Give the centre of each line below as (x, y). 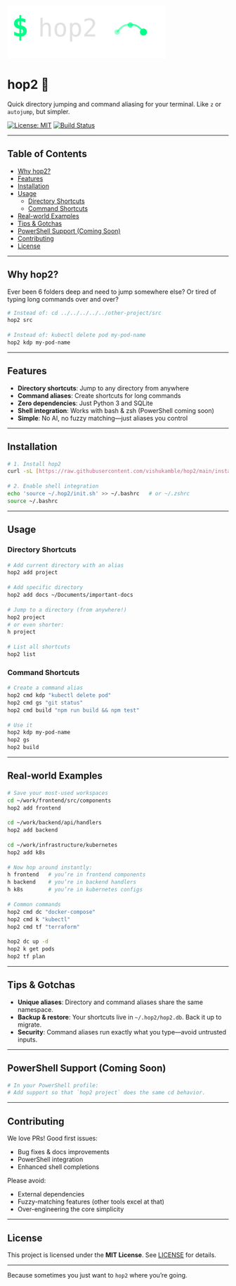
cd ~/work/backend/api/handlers (54, 823)
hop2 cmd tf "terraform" (44, 927)
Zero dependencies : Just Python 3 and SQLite (85, 403)
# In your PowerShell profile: (53, 1085)
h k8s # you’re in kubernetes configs (75, 890)
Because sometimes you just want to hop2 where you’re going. (97, 1275)
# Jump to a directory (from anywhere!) (67, 610)
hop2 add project (33, 573)
